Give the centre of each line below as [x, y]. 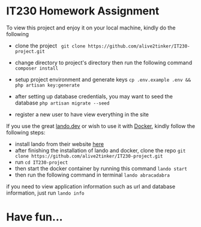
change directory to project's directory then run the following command [103, 62]
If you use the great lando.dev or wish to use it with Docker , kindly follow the [101, 126]
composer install [37, 68]
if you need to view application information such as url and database [91, 186]
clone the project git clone [50, 46]
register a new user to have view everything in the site [82, 114]
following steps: [26, 132]
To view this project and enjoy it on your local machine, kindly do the [91, 28]
